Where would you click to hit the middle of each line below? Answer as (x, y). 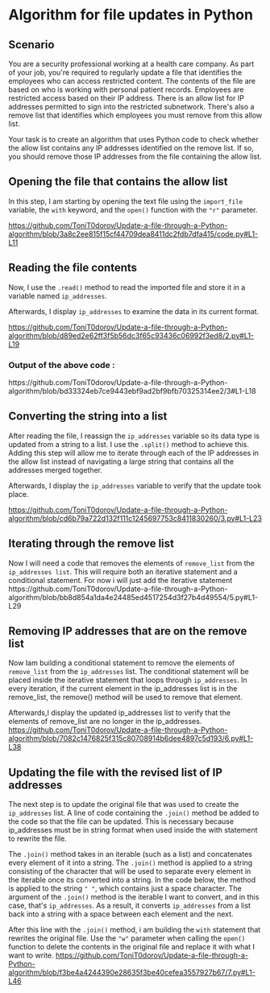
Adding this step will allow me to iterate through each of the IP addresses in (134, 453)
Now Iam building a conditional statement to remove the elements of (122, 663)
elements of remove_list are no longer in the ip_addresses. (105, 722)
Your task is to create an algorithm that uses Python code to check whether (134, 139)
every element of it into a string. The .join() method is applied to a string (131, 863)
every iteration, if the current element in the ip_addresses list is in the (123, 689)
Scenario (31, 45)
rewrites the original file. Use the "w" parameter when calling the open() (127, 938)
